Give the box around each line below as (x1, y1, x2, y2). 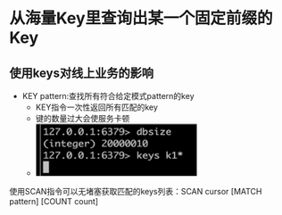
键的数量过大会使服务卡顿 (35, 113, 130, 123)
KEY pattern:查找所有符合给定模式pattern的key (21, 91, 195, 101)
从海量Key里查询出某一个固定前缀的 (9, 8, 274, 29)
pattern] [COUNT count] (9, 196, 99, 206)
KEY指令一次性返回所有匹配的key (35, 102, 159, 112)
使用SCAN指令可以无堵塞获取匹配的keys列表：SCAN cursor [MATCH (9, 186, 262, 196)
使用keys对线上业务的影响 (9, 65, 154, 80)
